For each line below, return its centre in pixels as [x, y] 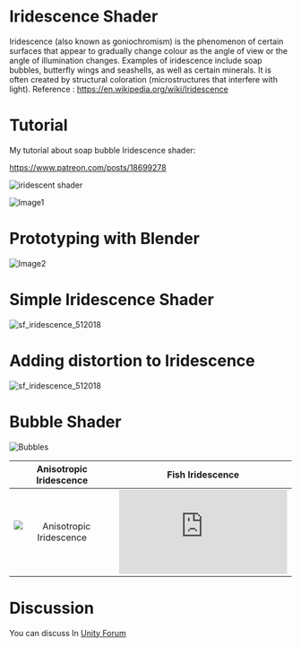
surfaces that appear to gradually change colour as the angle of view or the [149, 50]
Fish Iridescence [203, 475]
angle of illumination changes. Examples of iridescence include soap [136, 60]
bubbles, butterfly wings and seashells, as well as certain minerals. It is [140, 70]
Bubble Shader [65, 421]
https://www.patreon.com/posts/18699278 [88, 167]
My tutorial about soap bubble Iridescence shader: [103, 150]
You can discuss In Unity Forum [68, 633]
